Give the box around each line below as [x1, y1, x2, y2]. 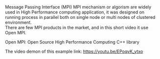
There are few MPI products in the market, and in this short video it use [5, 25, 148, 30]
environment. [5, 19, 32, 25]
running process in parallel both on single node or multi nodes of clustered [5, 15, 156, 20]
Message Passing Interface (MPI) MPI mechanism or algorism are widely [5, 4, 152, 10]
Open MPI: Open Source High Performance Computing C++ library [5, 39, 139, 45]
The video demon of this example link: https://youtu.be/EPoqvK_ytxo [5, 48, 143, 54]
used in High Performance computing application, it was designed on [5, 9, 145, 15]
